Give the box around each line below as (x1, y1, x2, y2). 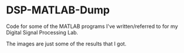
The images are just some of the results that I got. (6, 40, 126, 47)
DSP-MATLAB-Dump (6, 3, 110, 17)
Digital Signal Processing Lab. (6, 29, 78, 36)
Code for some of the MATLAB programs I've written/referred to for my (6, 23, 178, 30)
